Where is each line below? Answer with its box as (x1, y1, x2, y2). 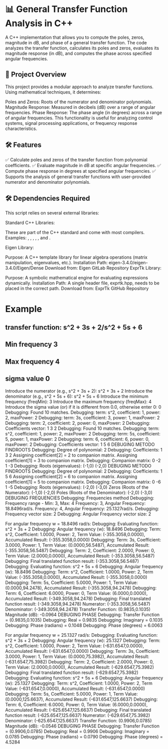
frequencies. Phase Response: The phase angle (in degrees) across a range (5, 109, 162, 115)
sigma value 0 (5, 375, 50, 383)
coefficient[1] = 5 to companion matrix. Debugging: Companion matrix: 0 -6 (5, 479, 161, 485)
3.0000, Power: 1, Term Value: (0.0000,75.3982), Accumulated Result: (5, 653, 149, 659)
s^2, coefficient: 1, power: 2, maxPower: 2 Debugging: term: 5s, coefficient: (5, 430, 160, 436)
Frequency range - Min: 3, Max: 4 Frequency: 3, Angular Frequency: (5, 500, 146, 506)
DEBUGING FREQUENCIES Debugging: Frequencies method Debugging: (5, 495, 154, 501)
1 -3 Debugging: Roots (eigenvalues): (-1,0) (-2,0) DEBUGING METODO (5, 463, 152, 469)
